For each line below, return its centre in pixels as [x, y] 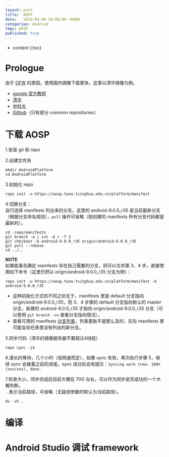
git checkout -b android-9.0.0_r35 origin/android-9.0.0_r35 [71, 241]
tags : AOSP [17, 29]
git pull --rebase [24, 245]
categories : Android [27, 24]
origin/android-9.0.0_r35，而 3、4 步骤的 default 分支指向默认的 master [87, 302]
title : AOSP [19, 15]
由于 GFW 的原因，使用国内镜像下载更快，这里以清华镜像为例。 [71, 83]
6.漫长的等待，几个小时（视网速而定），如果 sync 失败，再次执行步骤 [76, 358]
